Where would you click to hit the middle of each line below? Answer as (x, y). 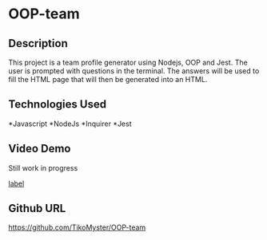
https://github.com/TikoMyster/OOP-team (77, 227)
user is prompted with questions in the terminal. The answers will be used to (134, 71)
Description (38, 43)
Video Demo (40, 149)
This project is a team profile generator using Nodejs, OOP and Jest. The (128, 62)
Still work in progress (43, 167)
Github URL (37, 209)
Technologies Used (57, 104)
